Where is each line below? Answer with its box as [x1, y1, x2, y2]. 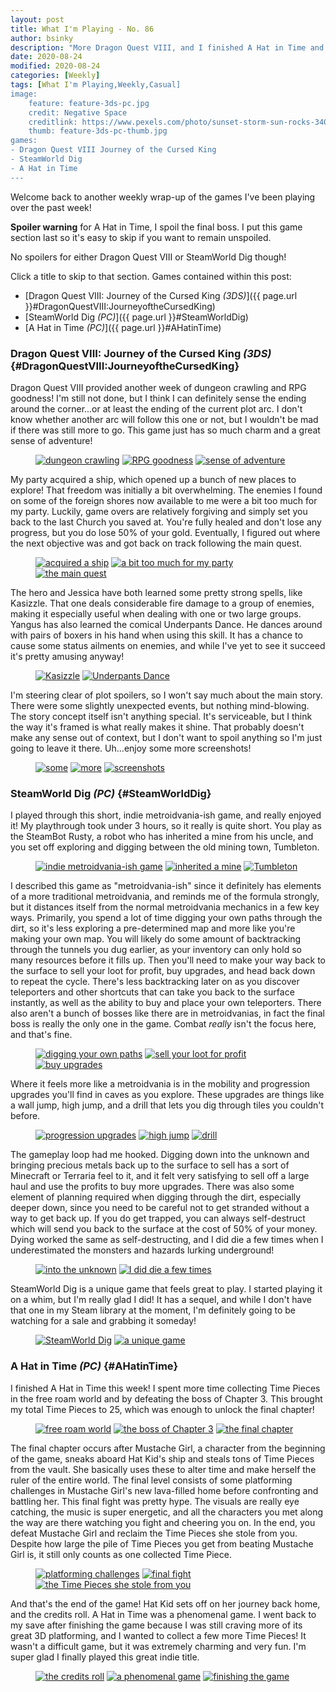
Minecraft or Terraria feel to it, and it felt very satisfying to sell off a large [10, 1170, 310, 1182]
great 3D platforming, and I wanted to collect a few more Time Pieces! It [10, 1629, 307, 1641]
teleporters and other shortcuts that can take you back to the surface [10, 986, 295, 998]
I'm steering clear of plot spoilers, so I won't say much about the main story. [10, 689, 323, 701]
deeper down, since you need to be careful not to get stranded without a [10, 1202, 310, 1214]
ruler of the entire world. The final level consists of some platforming [10, 1474, 293, 1486]
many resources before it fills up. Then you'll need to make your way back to [10, 954, 326, 966]
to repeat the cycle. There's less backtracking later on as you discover [10, 976, 300, 988]
